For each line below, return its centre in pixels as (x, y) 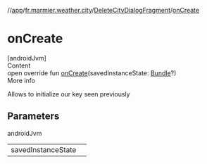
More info (21, 80)
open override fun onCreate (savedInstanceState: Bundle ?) (92, 72)
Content (19, 65)
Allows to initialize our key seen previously (69, 94)
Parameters (33, 116)
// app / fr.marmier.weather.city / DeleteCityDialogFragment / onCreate (103, 10)
